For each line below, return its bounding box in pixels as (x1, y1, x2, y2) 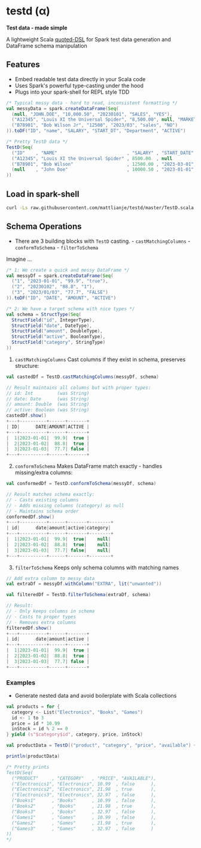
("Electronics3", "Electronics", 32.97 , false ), (11, 792, 157, 798)
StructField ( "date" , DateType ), (11, 323, 93, 329)
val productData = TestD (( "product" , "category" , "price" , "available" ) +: (6, 742, 199, 749)
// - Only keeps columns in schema (6, 608, 95, 614)
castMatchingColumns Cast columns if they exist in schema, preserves (14, 356, 186, 363)
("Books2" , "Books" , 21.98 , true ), (11, 804, 157, 810)
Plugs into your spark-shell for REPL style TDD (14, 88, 130, 96)
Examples (6, 678, 36, 686)
